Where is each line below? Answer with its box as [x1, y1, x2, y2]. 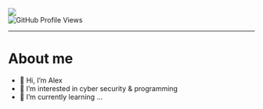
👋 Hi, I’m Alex [19, 76, 63, 85]
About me [8, 50, 74, 68]
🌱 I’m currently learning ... [19, 92, 103, 101]
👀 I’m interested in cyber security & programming [19, 83, 178, 93]
